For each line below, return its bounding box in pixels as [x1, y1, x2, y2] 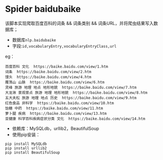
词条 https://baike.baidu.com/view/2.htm [5, 69, 92, 74]
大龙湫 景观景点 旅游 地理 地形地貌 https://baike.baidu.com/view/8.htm [5, 90, 148, 95]
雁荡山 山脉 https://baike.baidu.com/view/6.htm [5, 80, 105, 84]
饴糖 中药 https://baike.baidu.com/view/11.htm [5, 106, 103, 111]
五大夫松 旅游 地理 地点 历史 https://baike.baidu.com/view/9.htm [5, 95, 137, 100]
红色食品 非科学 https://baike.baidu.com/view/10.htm [5, 101, 114, 106]
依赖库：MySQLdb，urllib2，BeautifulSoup [12, 125, 99, 131]
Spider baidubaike [5, 3, 81, 15]
